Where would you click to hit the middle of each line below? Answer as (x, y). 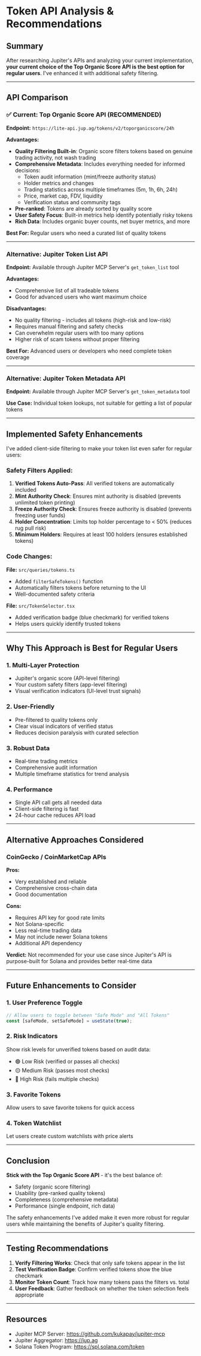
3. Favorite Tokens (33, 1094)
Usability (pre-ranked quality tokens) (60, 1193)
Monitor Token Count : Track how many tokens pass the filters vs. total (102, 1282)
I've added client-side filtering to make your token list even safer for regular (99, 449)
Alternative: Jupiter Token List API (57, 254)
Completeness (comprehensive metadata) (67, 1200)
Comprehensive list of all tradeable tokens (67, 290)
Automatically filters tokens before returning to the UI (80, 587)
